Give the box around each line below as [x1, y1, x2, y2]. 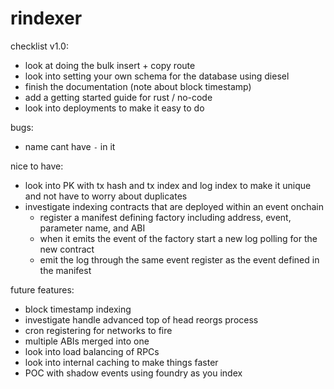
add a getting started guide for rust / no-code [24, 91, 213, 103]
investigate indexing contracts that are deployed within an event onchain [24, 200, 325, 212]
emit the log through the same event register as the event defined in [39, 253, 320, 266]
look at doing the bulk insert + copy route [24, 59, 196, 71]
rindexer [10, 7, 83, 30]
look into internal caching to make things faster [24, 356, 219, 368]
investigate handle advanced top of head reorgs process [24, 313, 259, 326]
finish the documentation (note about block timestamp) [24, 80, 252, 92]
